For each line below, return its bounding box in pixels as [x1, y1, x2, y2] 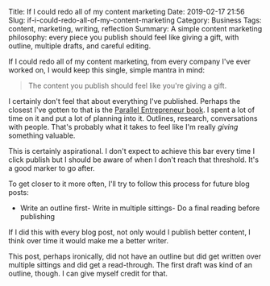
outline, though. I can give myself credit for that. [8, 269, 168, 278]
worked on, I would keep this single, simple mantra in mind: [8, 65, 206, 75]
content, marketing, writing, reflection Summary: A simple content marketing [8, 24, 263, 33]
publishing [19, 212, 55, 221]
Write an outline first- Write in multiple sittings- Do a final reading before [19, 203, 260, 213]
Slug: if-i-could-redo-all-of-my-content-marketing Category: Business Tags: [8, 15, 262, 25]
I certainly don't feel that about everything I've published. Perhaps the [8, 97, 241, 106]
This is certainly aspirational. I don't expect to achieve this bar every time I [8, 147, 255, 155]
